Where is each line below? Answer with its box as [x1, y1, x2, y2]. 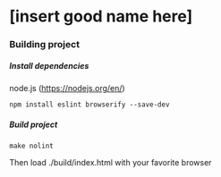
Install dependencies [9, 60, 89, 71]
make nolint [9, 141, 54, 151]
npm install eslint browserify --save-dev [9, 100, 170, 109]
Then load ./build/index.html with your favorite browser [9, 157, 212, 168]
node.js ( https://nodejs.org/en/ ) [9, 83, 125, 94]
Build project [9, 119, 58, 130]
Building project [9, 38, 81, 51]
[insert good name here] [9, 6, 193, 27]
